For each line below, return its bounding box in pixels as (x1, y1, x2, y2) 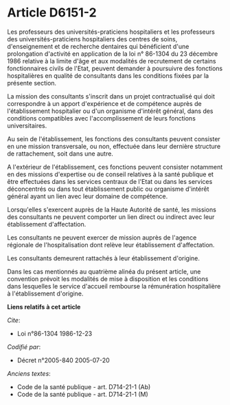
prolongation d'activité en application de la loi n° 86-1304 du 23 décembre (7, 50, 218, 58)
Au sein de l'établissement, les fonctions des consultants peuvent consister (7, 134, 221, 143)
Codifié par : (7, 342, 41, 351)
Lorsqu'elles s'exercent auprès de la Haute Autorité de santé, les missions (7, 205, 216, 214)
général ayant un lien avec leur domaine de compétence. (7, 191, 168, 200)
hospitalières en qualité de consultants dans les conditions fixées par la (7, 71, 209, 80)
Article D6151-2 (7, 5, 97, 21)
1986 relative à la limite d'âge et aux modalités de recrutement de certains (7, 56, 216, 65)
